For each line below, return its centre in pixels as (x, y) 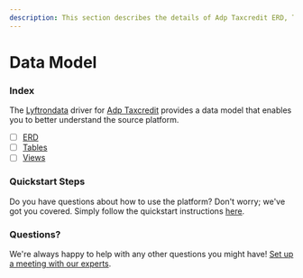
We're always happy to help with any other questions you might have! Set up (151, 254)
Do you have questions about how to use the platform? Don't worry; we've (147, 201)
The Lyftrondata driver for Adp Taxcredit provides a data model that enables (151, 110)
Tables (35, 148)
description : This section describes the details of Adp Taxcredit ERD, (149, 18)
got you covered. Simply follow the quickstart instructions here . (127, 211)
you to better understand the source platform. (94, 120)
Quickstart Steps (47, 181)
